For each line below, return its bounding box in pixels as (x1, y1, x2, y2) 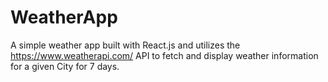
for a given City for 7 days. (10, 60, 120, 72)
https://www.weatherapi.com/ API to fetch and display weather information (10, 49, 319, 61)
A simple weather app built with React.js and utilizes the (10, 39, 241, 51)
